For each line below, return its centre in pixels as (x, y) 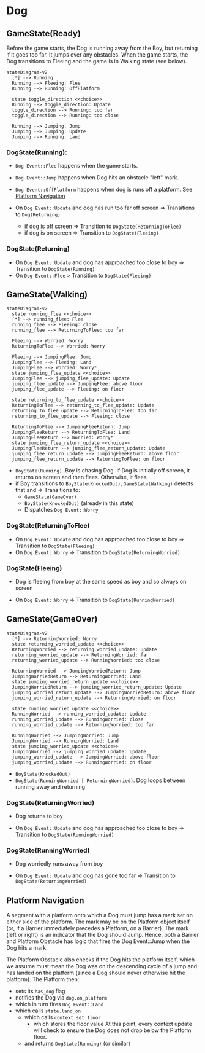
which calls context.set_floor (62, 1017)
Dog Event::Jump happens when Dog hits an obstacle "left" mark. (97, 178)
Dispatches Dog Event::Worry (61, 510)
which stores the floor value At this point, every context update (113, 1024)
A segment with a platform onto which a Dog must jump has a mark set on (100, 915)
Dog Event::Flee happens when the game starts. (76, 166)
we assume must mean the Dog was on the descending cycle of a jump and (102, 966)
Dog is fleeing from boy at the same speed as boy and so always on (101, 581)
